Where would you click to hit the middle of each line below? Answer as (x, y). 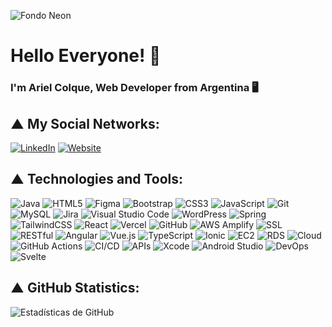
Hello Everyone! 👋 (86, 56)
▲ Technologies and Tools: (97, 179)
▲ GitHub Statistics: (75, 288)
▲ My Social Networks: (85, 123)
